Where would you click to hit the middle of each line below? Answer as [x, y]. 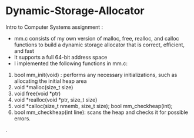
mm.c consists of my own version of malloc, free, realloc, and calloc [96, 38]
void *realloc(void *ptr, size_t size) [56, 100]
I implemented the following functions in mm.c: [71, 63]
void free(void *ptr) [37, 93]
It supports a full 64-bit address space [61, 57]
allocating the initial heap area [50, 81]
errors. [22, 118]
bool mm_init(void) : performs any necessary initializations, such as [96, 75]
